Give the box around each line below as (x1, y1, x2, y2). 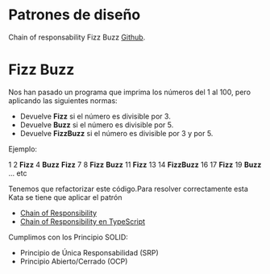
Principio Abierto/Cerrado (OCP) (19, 256, 128, 266)
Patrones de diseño (8, 6, 141, 24)
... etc (8, 168, 27, 178)
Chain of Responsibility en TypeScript (19, 216, 146, 226)
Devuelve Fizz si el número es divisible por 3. (19, 111, 171, 121)
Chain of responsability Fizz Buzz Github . (8, 32, 146, 42)
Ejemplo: (8, 143, 38, 154)
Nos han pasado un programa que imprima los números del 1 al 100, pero (8, 87, 251, 97)
